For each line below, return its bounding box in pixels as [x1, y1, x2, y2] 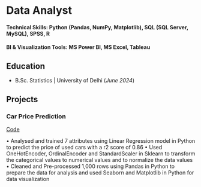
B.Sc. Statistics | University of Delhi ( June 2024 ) [14, 77, 135, 84]
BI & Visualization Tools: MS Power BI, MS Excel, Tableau [6, 44, 151, 51]
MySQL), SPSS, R [6, 30, 50, 37]
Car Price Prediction [6, 112, 66, 120]
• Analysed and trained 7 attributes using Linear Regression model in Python [6, 137, 196, 144]
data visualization [6, 175, 50, 182]
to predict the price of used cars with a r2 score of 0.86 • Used [6, 143, 163, 151]
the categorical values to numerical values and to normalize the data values [6, 156, 193, 163]
